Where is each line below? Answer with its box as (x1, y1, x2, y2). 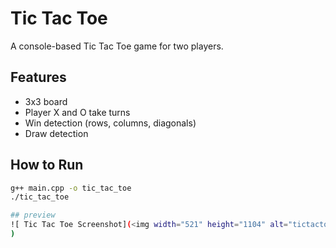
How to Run (10, 157, 84, 174)
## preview (10, 210, 56, 221)
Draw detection (24, 127, 89, 139)
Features (10, 69, 67, 86)
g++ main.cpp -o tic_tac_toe (10, 183, 132, 193)
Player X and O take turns (24, 106, 131, 118)
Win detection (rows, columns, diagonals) (24, 117, 197, 129)
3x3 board (24, 95, 68, 107)
